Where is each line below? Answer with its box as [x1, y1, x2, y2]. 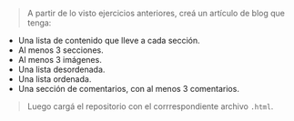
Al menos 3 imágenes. [17, 55, 102, 65]
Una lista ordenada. [17, 74, 92, 85]
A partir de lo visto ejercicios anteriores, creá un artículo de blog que [26, 8, 285, 18]
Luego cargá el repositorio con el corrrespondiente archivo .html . [26, 101, 274, 112]
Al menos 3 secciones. [17, 45, 104, 55]
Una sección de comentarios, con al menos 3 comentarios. [17, 84, 239, 94]
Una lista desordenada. [17, 64, 106, 75]
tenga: [26, 17, 52, 28]
